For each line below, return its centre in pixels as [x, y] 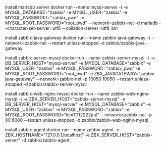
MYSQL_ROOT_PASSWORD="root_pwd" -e [49, 74]
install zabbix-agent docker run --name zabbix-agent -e [62, 130]
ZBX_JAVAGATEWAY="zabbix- [125, 74]
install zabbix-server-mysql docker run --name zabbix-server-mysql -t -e [80, 58]
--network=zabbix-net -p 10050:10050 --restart [85, 79]
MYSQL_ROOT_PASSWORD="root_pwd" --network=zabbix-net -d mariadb [82, 23]
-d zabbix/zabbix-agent [46, 140]
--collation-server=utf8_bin [90, 28]
